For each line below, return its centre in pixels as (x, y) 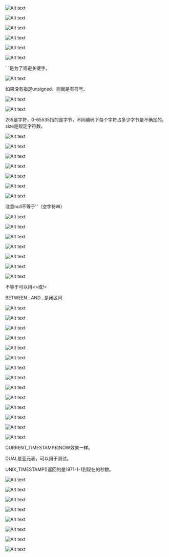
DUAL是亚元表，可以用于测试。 (38, 458)
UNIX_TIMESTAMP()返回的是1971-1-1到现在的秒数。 (59, 469)
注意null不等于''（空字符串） (35, 207)
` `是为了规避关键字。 (28, 68)
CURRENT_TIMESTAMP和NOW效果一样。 (49, 448)
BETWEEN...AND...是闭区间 (34, 298)
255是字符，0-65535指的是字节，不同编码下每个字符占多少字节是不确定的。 (86, 120)
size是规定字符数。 (25, 126)
